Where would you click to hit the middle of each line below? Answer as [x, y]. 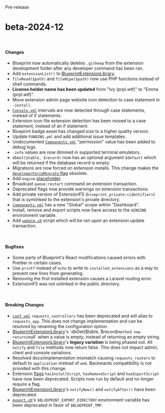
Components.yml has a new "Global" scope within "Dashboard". [76, 205]
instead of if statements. [37, 116]
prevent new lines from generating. [48, 273]
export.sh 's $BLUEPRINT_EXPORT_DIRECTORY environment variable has [81, 400]
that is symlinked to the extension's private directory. [66, 200]
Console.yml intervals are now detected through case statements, [79, 110]
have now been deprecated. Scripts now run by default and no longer [83, 379]
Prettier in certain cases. [37, 263]
